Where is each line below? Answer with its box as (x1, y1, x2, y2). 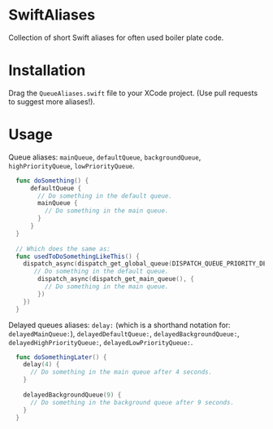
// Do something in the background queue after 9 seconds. (29, 398, 234, 406)
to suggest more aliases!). (8, 96, 96, 107)
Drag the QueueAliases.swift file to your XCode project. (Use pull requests (8, 88, 258, 98)
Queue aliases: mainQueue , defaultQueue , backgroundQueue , (8, 152, 201, 162)
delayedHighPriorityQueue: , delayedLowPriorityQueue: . (8, 337, 193, 347)
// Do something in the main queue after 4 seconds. (29, 368, 213, 376)
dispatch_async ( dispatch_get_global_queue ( (23, 260, 173, 268)
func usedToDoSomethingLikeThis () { (15, 252, 140, 260)
